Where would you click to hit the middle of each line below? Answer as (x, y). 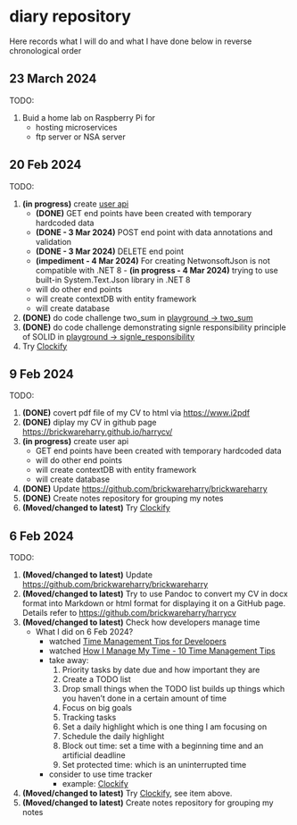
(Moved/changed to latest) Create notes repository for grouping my (148, 803)
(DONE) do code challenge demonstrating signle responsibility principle (154, 327)
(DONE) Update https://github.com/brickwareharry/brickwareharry (144, 489)
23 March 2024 (53, 79)
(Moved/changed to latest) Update (87, 575)
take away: (69, 661)
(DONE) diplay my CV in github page (89, 423)
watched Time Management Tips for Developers (138, 642)
